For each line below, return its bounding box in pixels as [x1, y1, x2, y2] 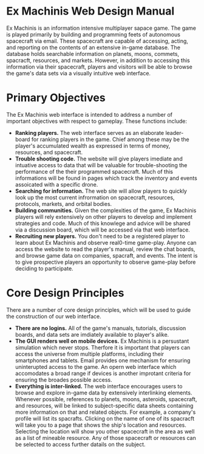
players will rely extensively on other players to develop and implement [15, 213, 193, 220]
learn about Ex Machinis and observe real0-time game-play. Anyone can [15, 239, 197, 246]
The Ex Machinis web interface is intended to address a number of [6, 111, 173, 118]
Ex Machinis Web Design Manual [6, 4, 175, 18]
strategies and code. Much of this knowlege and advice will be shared [15, 219, 191, 227]
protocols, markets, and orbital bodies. [15, 200, 112, 207]
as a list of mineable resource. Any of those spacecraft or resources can [15, 434, 196, 441]
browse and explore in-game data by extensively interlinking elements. [15, 389, 192, 396]
